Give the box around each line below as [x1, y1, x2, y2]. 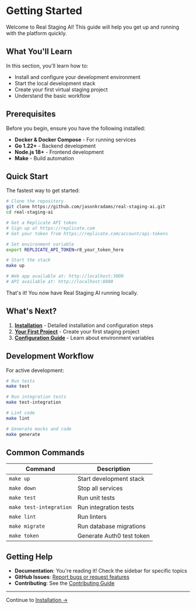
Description [97, 465, 131, 473]
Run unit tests [77, 494, 116, 502]
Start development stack [77, 475, 145, 483]
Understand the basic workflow [14, 92, 90, 99]
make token [9, 532, 39, 539]
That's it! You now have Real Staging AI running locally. [6, 289, 138, 296]
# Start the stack [6, 257, 51, 263]
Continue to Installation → [6, 597, 68, 604]
